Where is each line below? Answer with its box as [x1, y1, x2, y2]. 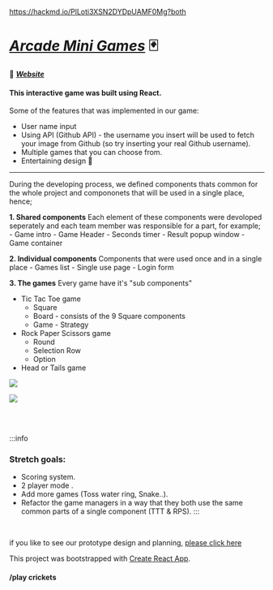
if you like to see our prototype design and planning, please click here [9, 538, 242, 548]
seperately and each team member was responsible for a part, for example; [9, 221, 262, 230]
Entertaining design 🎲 [20, 156, 93, 166]
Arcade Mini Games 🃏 [9, 37, 159, 55]
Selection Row [32, 346, 82, 355]
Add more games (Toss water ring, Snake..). [20, 489, 168, 499]
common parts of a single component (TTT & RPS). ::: [20, 506, 200, 516]
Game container [9, 239, 63, 248]
